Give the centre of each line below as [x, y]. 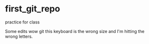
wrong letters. [19, 36]
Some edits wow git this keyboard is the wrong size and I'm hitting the [75, 31]
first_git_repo [33, 9]
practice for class [22, 22]
